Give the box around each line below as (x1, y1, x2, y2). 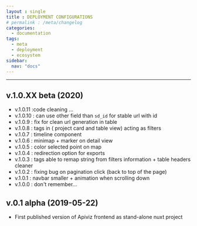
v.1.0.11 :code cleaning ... (14, 106, 74, 113)
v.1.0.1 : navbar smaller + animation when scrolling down (14, 174, 150, 182)
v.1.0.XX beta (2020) (6, 90, 84, 100)
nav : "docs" (11, 63, 41, 69)
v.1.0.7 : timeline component (14, 131, 82, 138)
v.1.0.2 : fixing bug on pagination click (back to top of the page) (14, 168, 167, 176)
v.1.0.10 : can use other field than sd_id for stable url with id (14, 112, 157, 119)
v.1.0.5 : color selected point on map (14, 143, 101, 150)
